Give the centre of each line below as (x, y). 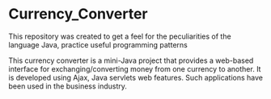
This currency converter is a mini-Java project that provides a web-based (131, 60)
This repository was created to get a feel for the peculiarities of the (120, 36)
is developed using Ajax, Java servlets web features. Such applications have (136, 77)
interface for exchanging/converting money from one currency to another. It (135, 68)
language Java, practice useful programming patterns (98, 44)
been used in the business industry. (68, 86)
